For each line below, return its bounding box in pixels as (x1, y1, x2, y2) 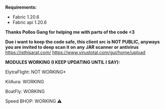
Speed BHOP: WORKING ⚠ (5, 98, 62, 104)
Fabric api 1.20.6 (12, 20, 47, 25)
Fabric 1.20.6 (12, 14, 39, 20)
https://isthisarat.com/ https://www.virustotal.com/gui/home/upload (5, 50, 146, 55)
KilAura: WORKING (5, 79, 44, 84)
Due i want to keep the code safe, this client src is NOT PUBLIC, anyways (5, 39, 160, 45)
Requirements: (5, 5, 37, 10)
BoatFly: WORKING (5, 88, 45, 94)
